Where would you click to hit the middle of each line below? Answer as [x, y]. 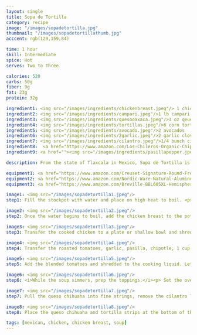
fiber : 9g [18, 87]
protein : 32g [22, 98]
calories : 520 [23, 76]
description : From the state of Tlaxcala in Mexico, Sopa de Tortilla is [98, 163]
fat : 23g [17, 93]
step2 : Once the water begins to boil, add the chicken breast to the [94, 216]
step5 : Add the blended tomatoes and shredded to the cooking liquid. [94, 264]
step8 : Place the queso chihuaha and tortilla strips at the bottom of [95, 312]
